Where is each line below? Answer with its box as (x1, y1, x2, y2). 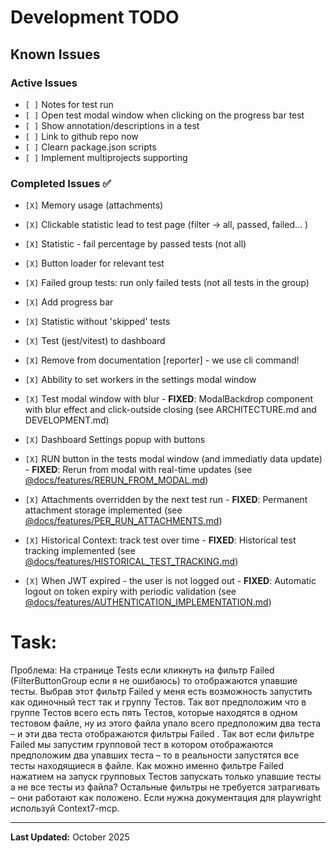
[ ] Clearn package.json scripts (24, 141, 157, 153)
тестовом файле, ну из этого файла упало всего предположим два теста (10, 717, 322, 730)
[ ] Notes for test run (24, 98, 114, 110)
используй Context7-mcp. (10, 802, 120, 815)
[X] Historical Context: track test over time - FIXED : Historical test (24, 534, 297, 546)
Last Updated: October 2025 (10, 831, 130, 843)
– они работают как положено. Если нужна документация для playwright (10, 792, 322, 804)
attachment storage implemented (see (24, 504, 183, 516)
